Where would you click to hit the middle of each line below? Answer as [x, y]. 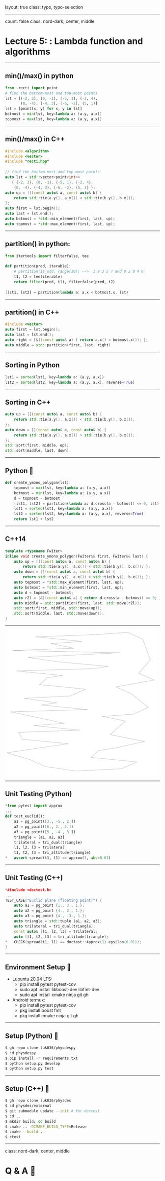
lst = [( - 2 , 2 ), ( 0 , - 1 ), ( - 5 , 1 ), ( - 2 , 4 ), [51, 98]
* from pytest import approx [34, 806]
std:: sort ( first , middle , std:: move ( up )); [58, 608]
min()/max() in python [39, 76]
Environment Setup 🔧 [38, 967]
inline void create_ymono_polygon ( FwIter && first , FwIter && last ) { [77, 556]
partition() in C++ [32, 313]
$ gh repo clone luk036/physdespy [41, 1048]
